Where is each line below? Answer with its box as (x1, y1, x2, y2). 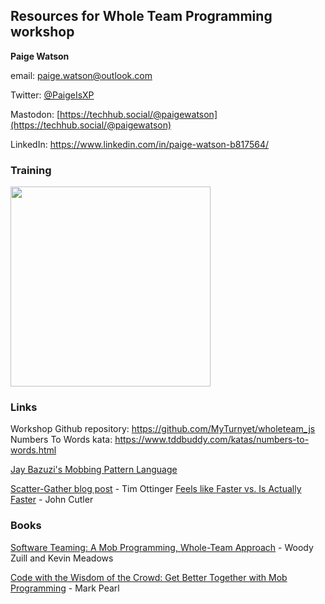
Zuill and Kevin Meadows (10, 552, 114, 564)
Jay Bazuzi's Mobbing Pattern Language (10, 464, 178, 476)
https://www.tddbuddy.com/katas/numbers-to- (114, 434, 310, 446)
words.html (10, 444, 57, 456)
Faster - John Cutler (10, 494, 94, 506)
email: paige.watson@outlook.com (10, 69, 153, 81)
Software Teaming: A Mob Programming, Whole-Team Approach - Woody (10, 541, 314, 553)
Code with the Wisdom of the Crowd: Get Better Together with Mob (10, 571, 288, 583)
